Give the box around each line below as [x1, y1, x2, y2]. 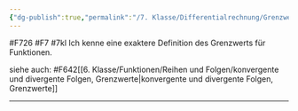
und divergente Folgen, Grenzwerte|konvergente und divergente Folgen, [9, 73, 273, 84]
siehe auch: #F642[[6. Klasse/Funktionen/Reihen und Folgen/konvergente [9, 64, 279, 75]
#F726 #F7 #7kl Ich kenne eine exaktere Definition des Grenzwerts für [9, 37, 266, 48]
